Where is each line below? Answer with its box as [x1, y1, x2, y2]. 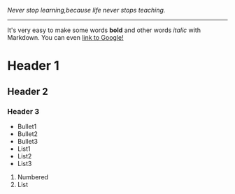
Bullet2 [17, 129, 38, 138]
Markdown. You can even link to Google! [7, 33, 124, 41]
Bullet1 [17, 122, 37, 130]
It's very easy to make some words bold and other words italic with [7, 26, 201, 34]
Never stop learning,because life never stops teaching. [7, 6, 166, 14]
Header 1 [7, 58, 59, 74]
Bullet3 [17, 137, 38, 145]
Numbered [17, 172, 49, 181]
